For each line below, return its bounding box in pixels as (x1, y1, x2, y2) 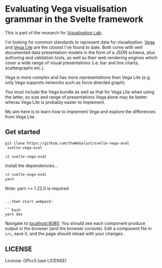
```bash (5, 208, 21, 213)
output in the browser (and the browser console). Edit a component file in (5, 226, 152, 232)
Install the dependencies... (5, 163, 58, 168)
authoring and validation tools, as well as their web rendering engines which (5, 54, 158, 60)
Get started (5, 128, 40, 136)
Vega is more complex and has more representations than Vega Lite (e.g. (5, 74, 151, 80)
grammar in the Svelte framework (5, 14, 144, 25)
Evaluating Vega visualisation (5, 3, 127, 15)
